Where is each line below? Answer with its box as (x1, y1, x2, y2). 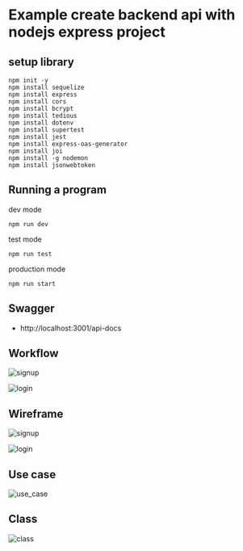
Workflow (8, 347, 59, 360)
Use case (8, 467, 57, 482)
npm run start (8, 280, 57, 288)
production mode (8, 264, 66, 274)
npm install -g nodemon (8, 154, 89, 162)
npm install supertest (8, 126, 85, 134)
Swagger (8, 301, 55, 316)
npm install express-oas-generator (8, 140, 128, 148)
